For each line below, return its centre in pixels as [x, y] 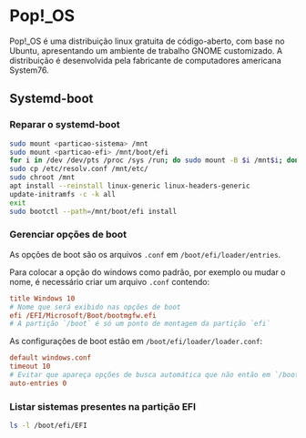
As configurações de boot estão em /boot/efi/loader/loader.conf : [136, 341]
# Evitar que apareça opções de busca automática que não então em [140, 375]
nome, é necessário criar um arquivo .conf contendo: [110, 281]
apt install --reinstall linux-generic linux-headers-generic [130, 186]
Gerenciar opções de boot [68, 235]
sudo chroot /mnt [42, 178]
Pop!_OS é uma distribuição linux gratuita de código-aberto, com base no [147, 41]
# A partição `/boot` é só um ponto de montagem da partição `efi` [140, 324]
